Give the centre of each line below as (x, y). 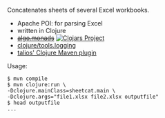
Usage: (17, 66)
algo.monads (36, 38)
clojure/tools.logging (46, 45)
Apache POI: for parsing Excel (60, 23)
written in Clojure (41, 31)
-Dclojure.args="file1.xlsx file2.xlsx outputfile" (83, 97)
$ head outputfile (33, 103)
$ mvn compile (28, 79)
